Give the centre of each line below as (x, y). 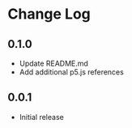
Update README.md (53, 63)
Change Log (49, 14)
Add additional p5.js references (72, 72)
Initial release (41, 117)
